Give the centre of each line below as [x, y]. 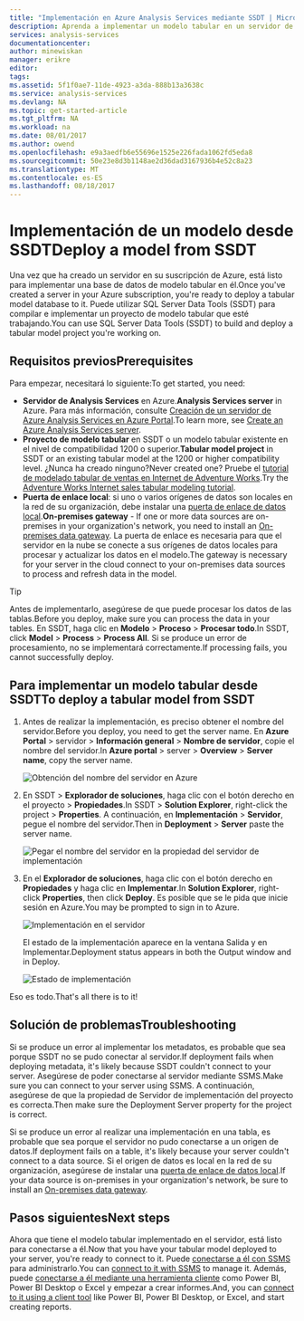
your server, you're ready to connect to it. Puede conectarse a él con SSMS [150, 1259]
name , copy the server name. [77, 760]
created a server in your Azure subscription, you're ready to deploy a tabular [152, 294]
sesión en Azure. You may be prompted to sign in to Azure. [131, 907]
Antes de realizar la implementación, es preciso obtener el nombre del [153, 722]
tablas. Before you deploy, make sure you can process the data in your [140, 618]
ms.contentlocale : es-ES [56, 177]
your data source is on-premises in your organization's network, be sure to [149, 1180]
